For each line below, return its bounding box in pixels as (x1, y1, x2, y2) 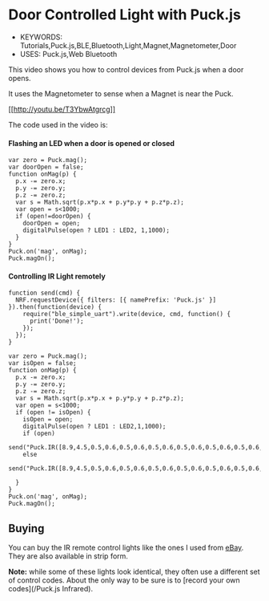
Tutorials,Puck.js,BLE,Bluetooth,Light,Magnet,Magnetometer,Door (19, 40, 237, 50)
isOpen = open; (22, 416, 74, 424)
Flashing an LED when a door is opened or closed (8, 138, 175, 148)
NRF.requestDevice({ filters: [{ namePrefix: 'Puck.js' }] (15, 296, 217, 304)
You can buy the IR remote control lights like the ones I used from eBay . (8, 543, 244, 553)
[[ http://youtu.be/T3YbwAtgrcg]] (8, 104, 116, 114)
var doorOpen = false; (8, 163, 84, 172)
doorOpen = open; (22, 219, 81, 228)
